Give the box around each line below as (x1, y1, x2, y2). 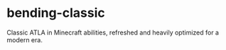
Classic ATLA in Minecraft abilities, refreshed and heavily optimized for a (6, 28, 220, 37)
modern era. (6, 35, 43, 44)
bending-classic (6, 5, 105, 21)
